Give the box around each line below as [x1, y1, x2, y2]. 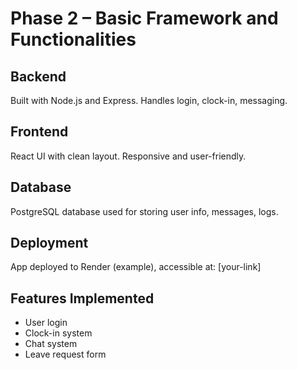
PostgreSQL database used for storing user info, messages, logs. [10, 205, 279, 217]
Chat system [24, 338, 78, 350]
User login [24, 317, 68, 329]
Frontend [10, 123, 69, 141]
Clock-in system [24, 327, 93, 339]
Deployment [10, 235, 89, 252]
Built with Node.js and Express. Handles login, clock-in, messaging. [10, 95, 288, 106]
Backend [10, 68, 67, 85]
